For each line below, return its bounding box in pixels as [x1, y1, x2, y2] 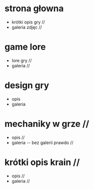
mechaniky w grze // [4, 118, 90, 129]
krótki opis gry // [11, 19, 45, 25]
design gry [4, 80, 49, 91]
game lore [4, 42, 46, 53]
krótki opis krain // [4, 157, 80, 168]
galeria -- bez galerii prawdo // [11, 140, 74, 146]
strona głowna [4, 3, 64, 14]
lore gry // [11, 57, 32, 63]
